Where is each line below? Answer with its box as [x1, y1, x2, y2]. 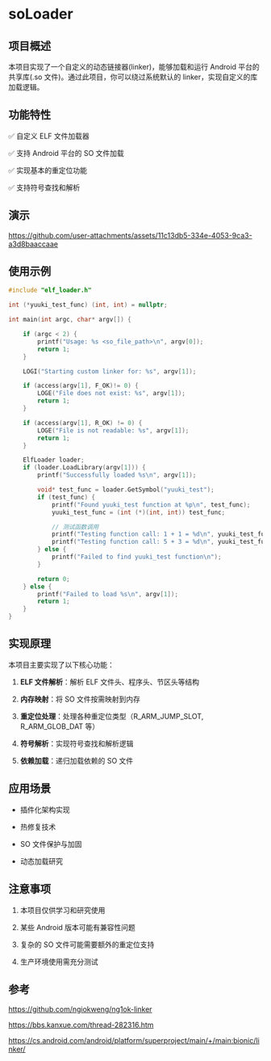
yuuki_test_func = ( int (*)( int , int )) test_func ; [51, 508, 226, 516]
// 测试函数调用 [51, 523, 99, 531]
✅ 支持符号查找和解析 [8, 183, 81, 192]
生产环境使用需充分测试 [19, 957, 98, 966]
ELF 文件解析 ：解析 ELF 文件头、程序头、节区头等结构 [19, 676, 200, 687]
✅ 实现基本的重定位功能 [8, 165, 87, 175]
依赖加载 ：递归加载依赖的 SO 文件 [19, 756, 134, 765]
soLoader [8, 5, 74, 23]
